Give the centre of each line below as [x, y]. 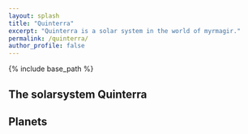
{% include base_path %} [51, 69]
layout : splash [34, 16]
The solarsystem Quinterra [78, 94]
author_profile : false [47, 46]
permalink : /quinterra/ [49, 38]
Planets [28, 121]
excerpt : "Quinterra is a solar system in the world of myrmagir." [125, 31]
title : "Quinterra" [41, 23]
